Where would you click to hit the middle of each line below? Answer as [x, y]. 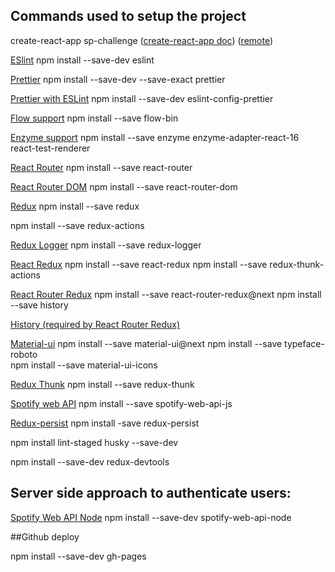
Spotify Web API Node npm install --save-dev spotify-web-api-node [151, 517]
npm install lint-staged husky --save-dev [94, 442]
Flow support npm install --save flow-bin [94, 118]
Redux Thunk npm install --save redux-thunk [102, 384]
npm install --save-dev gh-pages [78, 556]
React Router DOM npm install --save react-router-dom [124, 186]
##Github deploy [45, 536]
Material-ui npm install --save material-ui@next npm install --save [146, 343]
